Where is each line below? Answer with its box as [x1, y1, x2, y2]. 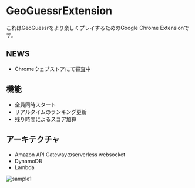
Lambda [14, 164, 35, 171]
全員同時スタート [14, 101, 56, 108]
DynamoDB [14, 157, 42, 165]
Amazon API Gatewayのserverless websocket [14, 151, 126, 158]
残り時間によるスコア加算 [14, 116, 77, 123]
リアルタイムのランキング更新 [14, 108, 87, 115]
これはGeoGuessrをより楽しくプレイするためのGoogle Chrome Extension [6, 24, 184, 31]
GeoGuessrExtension [6, 4, 113, 18]
